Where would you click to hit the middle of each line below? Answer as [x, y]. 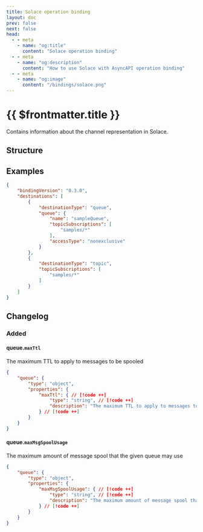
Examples [25, 171]
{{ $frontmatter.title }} [63, 115]
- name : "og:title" [42, 46]
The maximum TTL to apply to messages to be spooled [75, 362]
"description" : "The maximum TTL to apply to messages [120, 406]
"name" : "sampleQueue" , [79, 219]
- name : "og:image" [42, 79]
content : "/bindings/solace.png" [64, 85]
